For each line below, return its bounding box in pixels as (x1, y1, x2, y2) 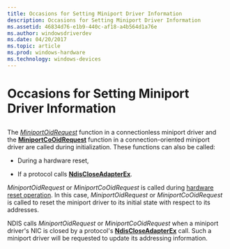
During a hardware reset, (17, 156, 89, 165)
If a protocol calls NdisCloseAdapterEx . (17, 170, 132, 179)
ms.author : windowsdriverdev (7, 29, 92, 37)
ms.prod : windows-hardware (7, 50, 86, 56)
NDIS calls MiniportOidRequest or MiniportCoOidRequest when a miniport (7, 219, 219, 227)
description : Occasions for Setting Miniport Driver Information (7, 17, 201, 24)
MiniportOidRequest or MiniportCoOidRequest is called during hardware (7, 183, 214, 192)
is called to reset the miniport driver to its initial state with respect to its (7, 198, 210, 206)
